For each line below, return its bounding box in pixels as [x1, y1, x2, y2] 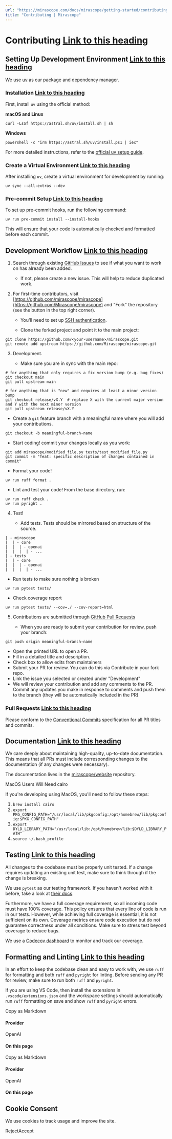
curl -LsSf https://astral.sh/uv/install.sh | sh [5, 121, 114, 126]
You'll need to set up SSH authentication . [20, 317, 107, 323]
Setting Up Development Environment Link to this [5, 55, 165, 64]
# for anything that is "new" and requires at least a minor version [5, 389, 157, 394]
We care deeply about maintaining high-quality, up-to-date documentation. [5, 750, 164, 757]
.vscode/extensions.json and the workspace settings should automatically [5, 993, 163, 999]
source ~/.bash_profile [12, 836, 64, 842]
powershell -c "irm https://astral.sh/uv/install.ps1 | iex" [5, 140, 139, 145]
